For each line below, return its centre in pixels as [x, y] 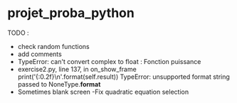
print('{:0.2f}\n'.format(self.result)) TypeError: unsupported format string [123, 77]
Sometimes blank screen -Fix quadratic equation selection [103, 92]
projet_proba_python [71, 13]
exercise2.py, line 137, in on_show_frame [77, 69]
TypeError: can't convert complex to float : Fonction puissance [109, 61]
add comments [39, 54]
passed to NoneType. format [59, 84]
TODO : [19, 33]
